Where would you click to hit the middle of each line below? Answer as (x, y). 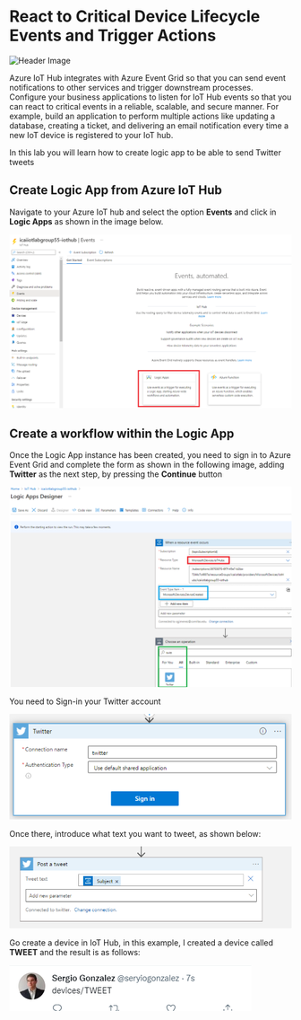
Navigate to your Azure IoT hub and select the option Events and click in (143, 212)
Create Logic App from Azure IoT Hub (116, 190)
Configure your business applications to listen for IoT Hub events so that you (150, 97)
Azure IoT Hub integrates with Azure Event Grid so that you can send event (148, 77)
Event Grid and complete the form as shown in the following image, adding (147, 465)
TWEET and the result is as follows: (75, 953)
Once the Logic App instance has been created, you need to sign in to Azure (150, 455)
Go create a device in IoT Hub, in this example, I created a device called (142, 943)
